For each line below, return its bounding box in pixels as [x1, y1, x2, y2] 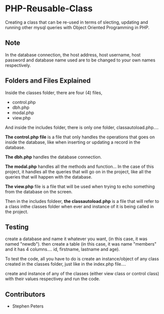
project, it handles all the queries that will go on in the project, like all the [5, 168, 151, 175]
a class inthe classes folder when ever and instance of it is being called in [5, 203, 154, 209]
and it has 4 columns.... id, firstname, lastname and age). [5, 247, 120, 252]
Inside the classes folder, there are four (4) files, [5, 90, 103, 95]
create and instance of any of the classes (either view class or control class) [5, 271, 160, 277]
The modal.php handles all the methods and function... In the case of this [5, 163, 154, 169]
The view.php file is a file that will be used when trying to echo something [5, 183, 155, 189]
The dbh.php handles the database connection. [5, 154, 102, 160]
